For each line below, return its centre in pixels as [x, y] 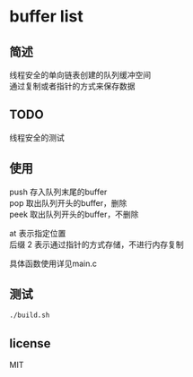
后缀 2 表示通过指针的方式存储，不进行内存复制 [96, 244]
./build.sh [30, 315]
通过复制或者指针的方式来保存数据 [72, 86]
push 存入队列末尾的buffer [58, 192]
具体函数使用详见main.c [53, 263]
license [30, 343]
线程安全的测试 [37, 137]
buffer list [46, 17]
